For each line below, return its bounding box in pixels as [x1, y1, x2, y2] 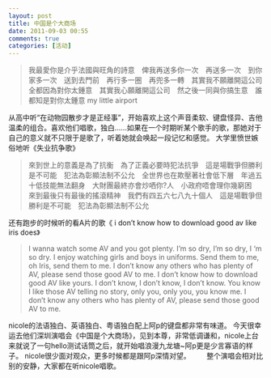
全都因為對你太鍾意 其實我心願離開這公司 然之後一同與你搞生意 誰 [28, 86, 263, 96]
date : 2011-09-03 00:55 [8, 27, 89, 35]
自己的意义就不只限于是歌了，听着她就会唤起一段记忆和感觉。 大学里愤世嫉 [8, 133, 259, 142]
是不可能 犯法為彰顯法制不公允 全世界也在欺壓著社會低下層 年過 [28, 171, 256, 181]
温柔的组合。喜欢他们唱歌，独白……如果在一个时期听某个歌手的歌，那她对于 [8, 123, 262, 133]
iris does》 [8, 227, 40, 237]
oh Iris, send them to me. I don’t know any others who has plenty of [28, 261, 253, 271]
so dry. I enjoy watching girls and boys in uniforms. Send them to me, [28, 253, 260, 262]
